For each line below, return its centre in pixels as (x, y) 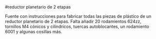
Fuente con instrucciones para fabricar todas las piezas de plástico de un (78, 16)
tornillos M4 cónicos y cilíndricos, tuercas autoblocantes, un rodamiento (77, 26)
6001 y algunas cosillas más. (34, 32)
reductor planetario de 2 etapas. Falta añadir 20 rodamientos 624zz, (73, 21)
